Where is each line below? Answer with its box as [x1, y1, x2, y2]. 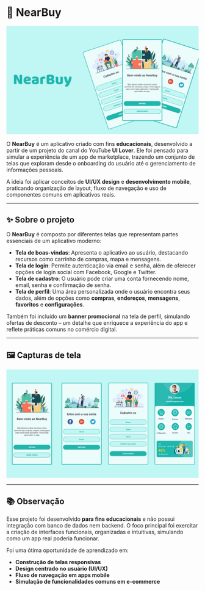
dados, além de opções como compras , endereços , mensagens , [15, 294, 180, 302]
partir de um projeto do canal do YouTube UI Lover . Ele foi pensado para [6, 147, 189, 154]
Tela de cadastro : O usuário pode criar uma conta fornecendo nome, [15, 275, 189, 283]
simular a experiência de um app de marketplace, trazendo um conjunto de [6, 153, 195, 161]
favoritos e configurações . [15, 301, 85, 308]
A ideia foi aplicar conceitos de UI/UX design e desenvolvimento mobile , [6, 178, 192, 186]
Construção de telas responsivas [15, 559, 101, 566]
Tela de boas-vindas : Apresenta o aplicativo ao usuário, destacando [15, 249, 189, 256]
